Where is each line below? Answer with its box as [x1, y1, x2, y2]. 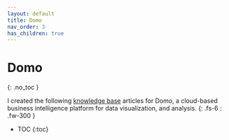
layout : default [7, 10, 55, 17]
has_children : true [7, 29, 64, 37]
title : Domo [7, 17, 42, 24]
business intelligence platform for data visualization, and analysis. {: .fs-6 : [7, 104, 222, 113]
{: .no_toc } [7, 83, 39, 92]
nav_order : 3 [7, 23, 46, 30]
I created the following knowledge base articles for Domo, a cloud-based [7, 97, 218, 105]
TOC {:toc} [17, 125, 49, 134]
